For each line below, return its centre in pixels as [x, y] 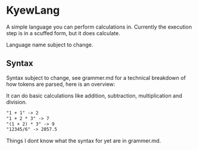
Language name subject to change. [50, 45]
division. [16, 102]
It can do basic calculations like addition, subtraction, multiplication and [94, 95]
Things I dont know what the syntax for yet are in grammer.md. [84, 141]
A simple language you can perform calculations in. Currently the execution [99, 27]
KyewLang [33, 10]
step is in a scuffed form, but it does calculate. [63, 33]
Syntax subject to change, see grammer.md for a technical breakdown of [96, 77]
